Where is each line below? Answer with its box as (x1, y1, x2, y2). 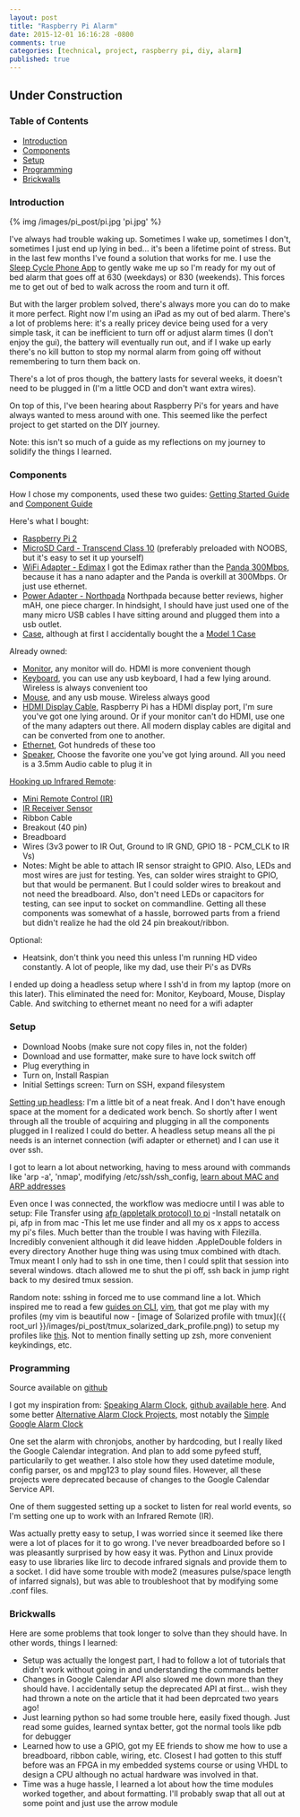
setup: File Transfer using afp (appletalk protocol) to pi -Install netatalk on (9, 1208, 281, 1219)
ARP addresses (9, 1181, 66, 1192)
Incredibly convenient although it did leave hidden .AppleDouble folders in (9, 1236, 283, 1247)
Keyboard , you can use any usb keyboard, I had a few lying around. (21, 673, 271, 684)
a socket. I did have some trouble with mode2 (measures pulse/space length (9, 1566, 292, 1577)
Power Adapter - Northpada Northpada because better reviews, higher (21, 590, 284, 601)
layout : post (9, 13, 58, 22)
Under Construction (9, 88, 123, 103)
